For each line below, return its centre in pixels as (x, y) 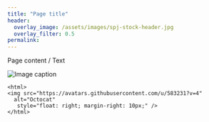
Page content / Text (36, 60)
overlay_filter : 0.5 (44, 34)
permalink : (24, 40)
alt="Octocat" (35, 100)
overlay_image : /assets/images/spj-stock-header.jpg (94, 27)
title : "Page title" (38, 14)
